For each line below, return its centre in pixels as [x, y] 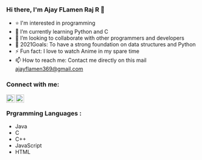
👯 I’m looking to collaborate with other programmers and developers [100, 38]
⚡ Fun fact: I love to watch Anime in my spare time [77, 51]
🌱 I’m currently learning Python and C [62, 32]
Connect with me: [33, 85]
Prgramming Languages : [44, 113]
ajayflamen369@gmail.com [49, 69]
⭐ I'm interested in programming [55, 23]
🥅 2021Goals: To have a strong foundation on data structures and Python [105, 45]
